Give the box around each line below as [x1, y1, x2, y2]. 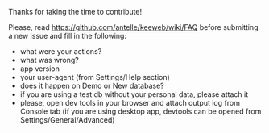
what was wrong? [19, 56, 79, 64]
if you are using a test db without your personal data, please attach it [19, 89, 249, 99]
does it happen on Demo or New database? [19, 81, 164, 90]
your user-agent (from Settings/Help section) [19, 73, 171, 81]
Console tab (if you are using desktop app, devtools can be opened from [19, 106, 262, 116]
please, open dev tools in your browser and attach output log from [19, 98, 240, 107]
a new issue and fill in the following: [8, 31, 127, 40]
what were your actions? [19, 47, 102, 56]
